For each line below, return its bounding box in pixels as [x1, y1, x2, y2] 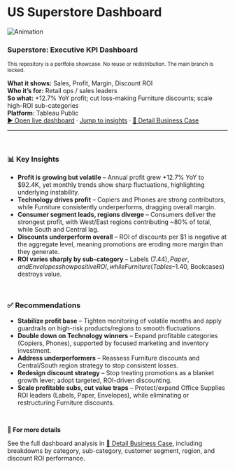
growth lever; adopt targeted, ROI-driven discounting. [17, 376, 173, 384]
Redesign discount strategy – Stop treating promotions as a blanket [17, 368, 215, 377]
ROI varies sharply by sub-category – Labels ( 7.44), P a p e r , [17, 255, 190, 263]
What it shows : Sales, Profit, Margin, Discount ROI [7, 79, 153, 87]
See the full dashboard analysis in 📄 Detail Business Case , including [7, 439, 203, 447]
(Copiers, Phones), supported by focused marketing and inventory [17, 339, 209, 347]
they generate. [17, 247, 60, 255]
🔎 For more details [7, 425, 62, 434]
